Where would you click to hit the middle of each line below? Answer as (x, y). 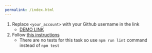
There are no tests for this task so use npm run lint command (83, 40)
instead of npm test (39, 45)
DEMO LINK (32, 29)
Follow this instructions (36, 34)
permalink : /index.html (29, 10)
